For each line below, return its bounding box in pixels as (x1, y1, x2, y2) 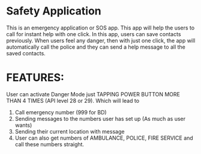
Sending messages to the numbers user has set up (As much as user (14, 115, 186, 122)
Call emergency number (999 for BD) (14, 108, 107, 115)
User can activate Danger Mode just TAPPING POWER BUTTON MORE (6, 90, 180, 97)
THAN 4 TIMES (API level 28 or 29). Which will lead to (6, 97, 140, 104)
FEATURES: (6, 71, 65, 85)
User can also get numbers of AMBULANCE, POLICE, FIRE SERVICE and (14, 134, 193, 141)
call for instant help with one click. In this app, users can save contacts (6, 30, 181, 37)
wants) (14, 122, 32, 129)
